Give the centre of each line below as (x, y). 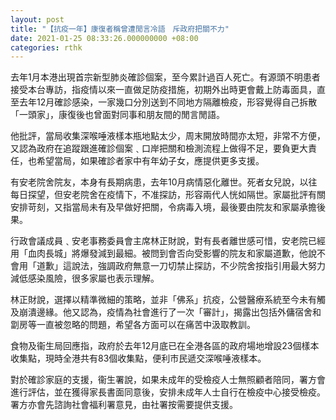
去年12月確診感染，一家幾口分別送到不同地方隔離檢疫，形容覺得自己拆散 (168, 102)
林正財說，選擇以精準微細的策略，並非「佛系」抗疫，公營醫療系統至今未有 (163, 300)
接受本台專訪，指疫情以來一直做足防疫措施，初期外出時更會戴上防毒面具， (163, 90)
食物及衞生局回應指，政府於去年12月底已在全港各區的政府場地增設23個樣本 (165, 346)
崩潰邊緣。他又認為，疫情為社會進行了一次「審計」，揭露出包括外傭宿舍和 (170, 312)
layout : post (37, 19)
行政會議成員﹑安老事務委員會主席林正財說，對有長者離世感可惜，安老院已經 (168, 241)
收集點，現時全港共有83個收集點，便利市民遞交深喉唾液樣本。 (138, 358)
